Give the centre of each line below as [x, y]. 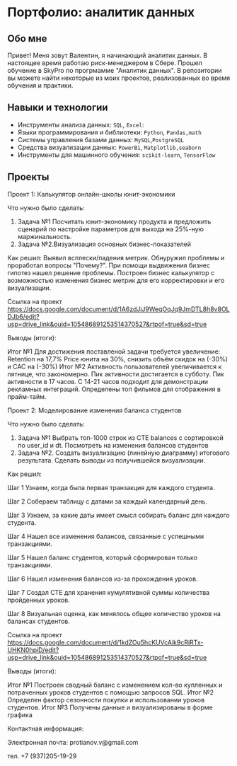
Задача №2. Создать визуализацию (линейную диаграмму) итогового [123, 453]
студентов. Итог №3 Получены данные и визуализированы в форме [110, 707]
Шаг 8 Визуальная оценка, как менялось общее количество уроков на [114, 613]
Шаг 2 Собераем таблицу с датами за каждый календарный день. [107, 501]
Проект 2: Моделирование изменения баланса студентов [94, 410]
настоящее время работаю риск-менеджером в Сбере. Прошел [105, 63]
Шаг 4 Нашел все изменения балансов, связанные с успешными [105, 536]
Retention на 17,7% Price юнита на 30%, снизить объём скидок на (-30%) [118, 359]
